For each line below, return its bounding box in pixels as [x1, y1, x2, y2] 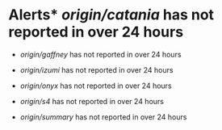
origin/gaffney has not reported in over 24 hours [19, 49, 182, 59]
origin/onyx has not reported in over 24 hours [19, 81, 172, 90]
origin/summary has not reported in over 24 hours [19, 111, 187, 122]
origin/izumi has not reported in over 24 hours [19, 65, 174, 74]
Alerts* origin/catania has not [8, 6, 215, 24]
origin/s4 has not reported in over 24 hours [19, 96, 164, 106]
